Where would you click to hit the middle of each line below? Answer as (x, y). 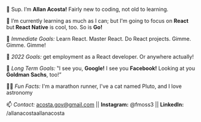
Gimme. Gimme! (26, 45)
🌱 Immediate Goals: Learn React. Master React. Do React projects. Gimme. (99, 39)
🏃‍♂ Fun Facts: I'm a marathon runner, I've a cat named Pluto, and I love (94, 86)
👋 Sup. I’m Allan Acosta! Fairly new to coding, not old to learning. (87, 9)
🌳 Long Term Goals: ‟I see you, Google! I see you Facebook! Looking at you (101, 68)
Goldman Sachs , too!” (34, 74)
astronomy (20, 92)
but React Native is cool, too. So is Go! (54, 27)
